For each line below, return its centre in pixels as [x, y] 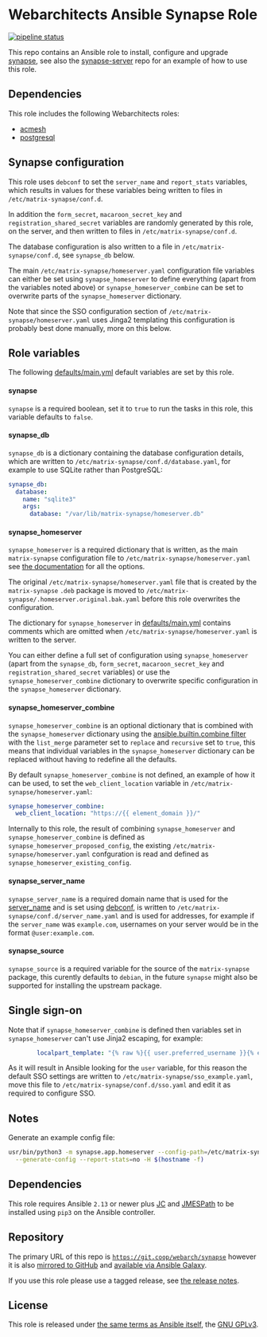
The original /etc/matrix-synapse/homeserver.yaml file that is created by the [133, 582]
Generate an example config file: [62, 1138]
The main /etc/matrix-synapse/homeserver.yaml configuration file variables [132, 270]
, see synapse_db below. [97, 255]
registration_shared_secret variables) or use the [89, 672]
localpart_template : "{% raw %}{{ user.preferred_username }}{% [145, 1053]
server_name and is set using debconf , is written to [92, 907]
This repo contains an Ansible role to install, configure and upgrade [118, 52]
